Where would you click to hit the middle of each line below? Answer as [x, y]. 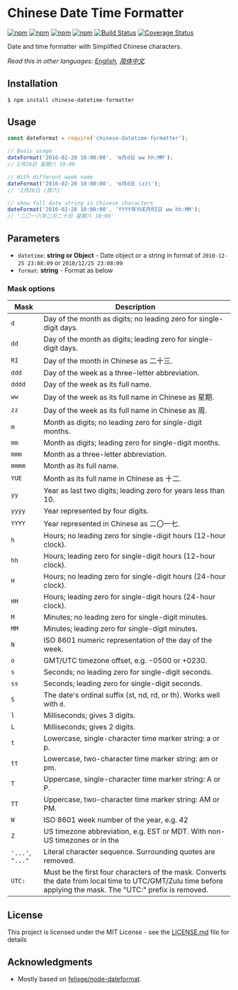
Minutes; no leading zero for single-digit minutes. [126, 618]
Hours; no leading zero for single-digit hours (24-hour [135, 576]
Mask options [31, 288]
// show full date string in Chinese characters [80, 203]
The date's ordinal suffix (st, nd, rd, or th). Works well [132, 695]
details [17, 940]
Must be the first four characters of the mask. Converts [135, 872]
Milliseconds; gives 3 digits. [90, 715]
